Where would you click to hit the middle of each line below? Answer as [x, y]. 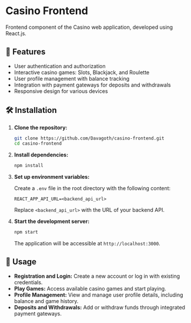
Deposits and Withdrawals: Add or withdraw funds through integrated [100, 307]
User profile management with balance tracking [72, 78]
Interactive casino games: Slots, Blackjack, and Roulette [82, 72]
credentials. [28, 282]
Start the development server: [52, 221]
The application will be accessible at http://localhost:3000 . [87, 244]
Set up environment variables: [52, 177]
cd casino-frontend [38, 144]
